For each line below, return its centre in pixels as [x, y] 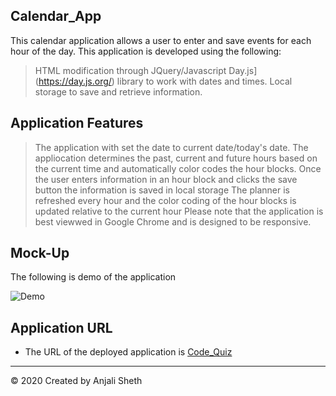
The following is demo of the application [93, 277]
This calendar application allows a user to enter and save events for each [161, 40]
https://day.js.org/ [75, 81]
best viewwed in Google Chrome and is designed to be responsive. [173, 221]
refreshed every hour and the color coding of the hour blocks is [165, 200]
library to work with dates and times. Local [204, 81]
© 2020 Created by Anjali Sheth [76, 381]
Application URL [61, 327]
